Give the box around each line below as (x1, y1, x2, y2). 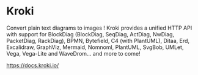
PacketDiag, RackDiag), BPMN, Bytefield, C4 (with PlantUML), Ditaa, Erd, (6, 37, 190, 44)
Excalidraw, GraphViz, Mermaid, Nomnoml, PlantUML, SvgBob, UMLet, (6, 44, 184, 51)
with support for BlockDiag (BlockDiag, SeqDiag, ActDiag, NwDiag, (6, 30, 175, 37)
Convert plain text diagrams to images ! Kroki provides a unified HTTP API (6, 24, 193, 31)
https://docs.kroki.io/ (6, 62, 59, 69)
